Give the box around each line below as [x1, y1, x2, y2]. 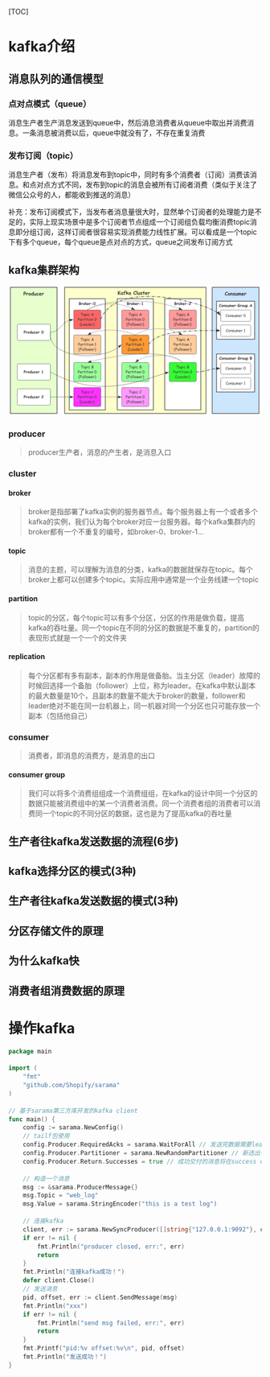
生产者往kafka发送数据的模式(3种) [8, 894, 179, 908]
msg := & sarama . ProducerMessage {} [22, 1183, 138, 1191]
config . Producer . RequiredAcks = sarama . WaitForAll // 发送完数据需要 [22, 1140, 252, 1149]
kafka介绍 [8, 38, 76, 56]
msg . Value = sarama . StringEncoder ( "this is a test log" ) [22, 1200, 218, 1208]
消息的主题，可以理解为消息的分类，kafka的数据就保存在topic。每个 [27, 565, 253, 575]
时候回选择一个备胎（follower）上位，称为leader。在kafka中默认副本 [27, 680, 256, 691]
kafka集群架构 [8, 263, 80, 277]
